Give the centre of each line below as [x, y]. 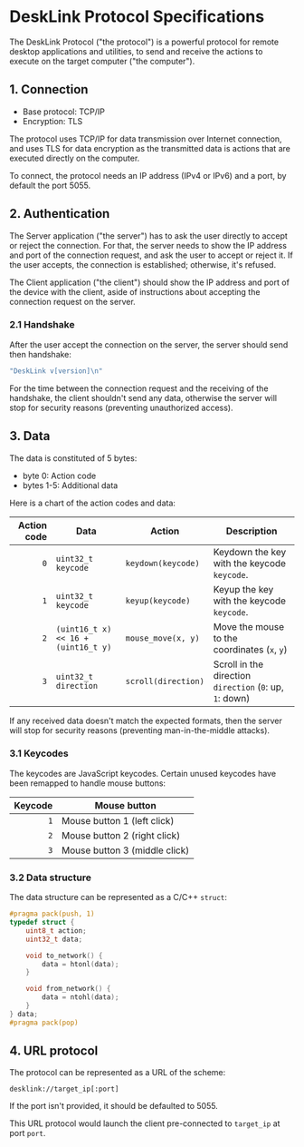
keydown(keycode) [163, 563]
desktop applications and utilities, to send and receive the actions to [136, 51]
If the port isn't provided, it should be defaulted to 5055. [114, 1106]
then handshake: [41, 354]
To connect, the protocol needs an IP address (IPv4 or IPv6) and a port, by [148, 175]
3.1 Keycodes [39, 753]
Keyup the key [243, 589]
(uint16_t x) [84, 629]
